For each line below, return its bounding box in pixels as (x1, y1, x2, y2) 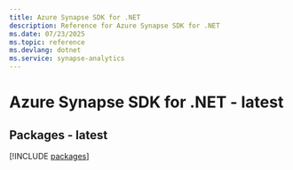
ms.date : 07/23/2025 (9, 29, 86, 38)
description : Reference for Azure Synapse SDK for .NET (9, 21, 220, 30)
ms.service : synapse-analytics (9, 54, 125, 63)
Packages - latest (9, 127, 108, 143)
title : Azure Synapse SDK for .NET (9, 12, 141, 22)
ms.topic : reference (9, 37, 86, 47)
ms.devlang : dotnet (9, 46, 82, 55)
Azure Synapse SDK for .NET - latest (9, 92, 284, 112)
